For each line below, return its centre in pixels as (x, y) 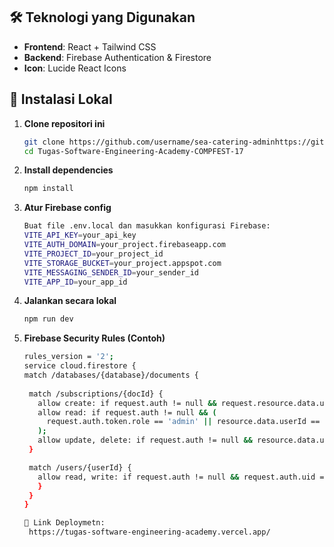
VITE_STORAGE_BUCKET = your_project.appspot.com (122, 263)
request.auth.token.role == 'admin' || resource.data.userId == (183, 422)
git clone (44, 142)
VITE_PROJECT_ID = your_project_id (93, 254)
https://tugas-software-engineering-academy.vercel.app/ (149, 532)
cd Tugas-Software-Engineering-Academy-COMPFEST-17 (133, 151)
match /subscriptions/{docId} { (96, 394)
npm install (48, 189)
